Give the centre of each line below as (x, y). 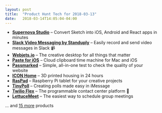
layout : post (18, 9)
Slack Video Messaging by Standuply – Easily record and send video (82, 43)
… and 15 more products (29, 106)
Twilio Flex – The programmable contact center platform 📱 (71, 91)
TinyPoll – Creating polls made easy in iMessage (61, 86)
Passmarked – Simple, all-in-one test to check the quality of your (78, 65)
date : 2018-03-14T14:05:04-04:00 (41, 18)
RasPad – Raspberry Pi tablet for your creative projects (67, 81)
